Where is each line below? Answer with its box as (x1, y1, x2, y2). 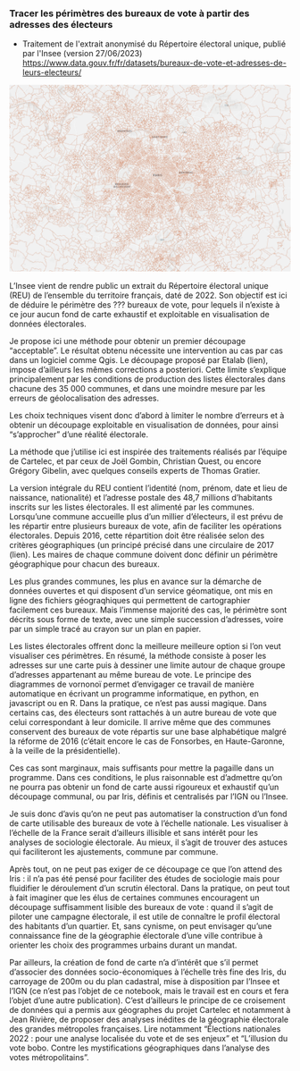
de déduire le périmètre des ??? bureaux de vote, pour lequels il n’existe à (9, 299, 280, 310)
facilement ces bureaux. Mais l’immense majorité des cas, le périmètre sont (9, 604, 287, 615)
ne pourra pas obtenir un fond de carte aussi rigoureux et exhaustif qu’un (9, 781, 279, 792)
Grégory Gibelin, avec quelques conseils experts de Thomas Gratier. (9, 466, 261, 476)
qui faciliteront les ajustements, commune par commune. (9, 847, 219, 856)
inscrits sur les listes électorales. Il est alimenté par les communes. (9, 502, 254, 512)
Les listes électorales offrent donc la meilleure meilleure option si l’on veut (9, 641, 281, 651)
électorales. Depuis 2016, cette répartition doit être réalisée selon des (9, 530, 265, 541)
